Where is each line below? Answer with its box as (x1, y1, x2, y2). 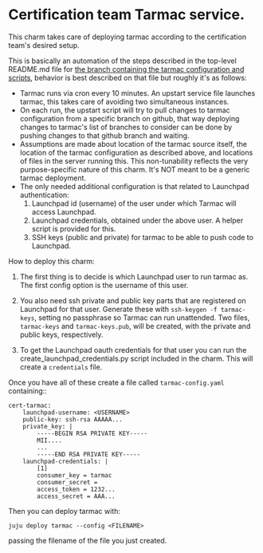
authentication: (19, 190, 69, 199)
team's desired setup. (8, 40, 80, 49)
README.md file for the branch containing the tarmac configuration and (8, 64, 245, 73)
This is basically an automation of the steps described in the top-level (8, 56, 237, 65)
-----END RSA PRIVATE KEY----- (37, 450, 141, 458)
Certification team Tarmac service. (8, 6, 245, 24)
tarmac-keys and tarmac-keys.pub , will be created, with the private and (19, 321, 251, 330)
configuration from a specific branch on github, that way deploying (19, 113, 240, 123)
